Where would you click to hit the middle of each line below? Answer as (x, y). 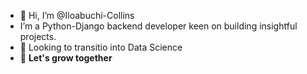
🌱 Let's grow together (66, 58)
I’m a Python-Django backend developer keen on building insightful (158, 26)
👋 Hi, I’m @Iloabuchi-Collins (77, 15)
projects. (38, 36)
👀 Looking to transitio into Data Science (101, 47)
